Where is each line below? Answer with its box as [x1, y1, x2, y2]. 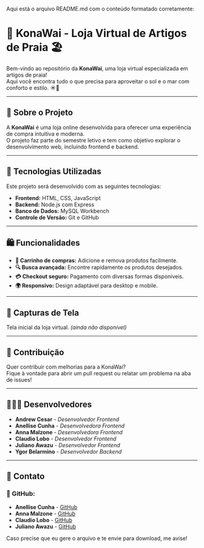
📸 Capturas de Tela [6, 307, 80, 318]
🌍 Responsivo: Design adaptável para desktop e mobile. [15, 282, 158, 290]
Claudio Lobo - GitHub [15, 516, 73, 524]
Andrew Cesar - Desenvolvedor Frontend [15, 415, 120, 423]
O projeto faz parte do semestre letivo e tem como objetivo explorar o [6, 136, 181, 144]
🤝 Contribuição [6, 347, 64, 358]
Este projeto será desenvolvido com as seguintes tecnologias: [6, 182, 161, 190]
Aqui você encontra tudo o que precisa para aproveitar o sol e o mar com [6, 77, 190, 85]
